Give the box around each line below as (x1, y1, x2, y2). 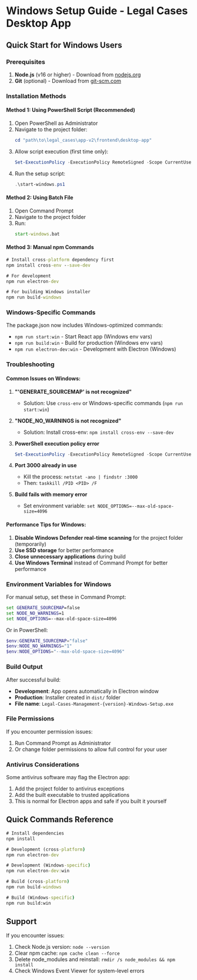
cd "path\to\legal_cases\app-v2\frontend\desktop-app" (14, 137, 152, 143)
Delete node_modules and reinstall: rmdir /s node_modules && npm (14, 956, 175, 963)
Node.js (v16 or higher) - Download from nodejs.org (14, 71, 141, 78)
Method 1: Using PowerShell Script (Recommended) (6, 107, 135, 114)
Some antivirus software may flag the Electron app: (6, 774, 131, 781)
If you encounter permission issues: (6, 728, 93, 735)
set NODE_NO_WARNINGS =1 (6, 610, 65, 616)
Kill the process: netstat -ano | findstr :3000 (23, 473, 138, 480)
